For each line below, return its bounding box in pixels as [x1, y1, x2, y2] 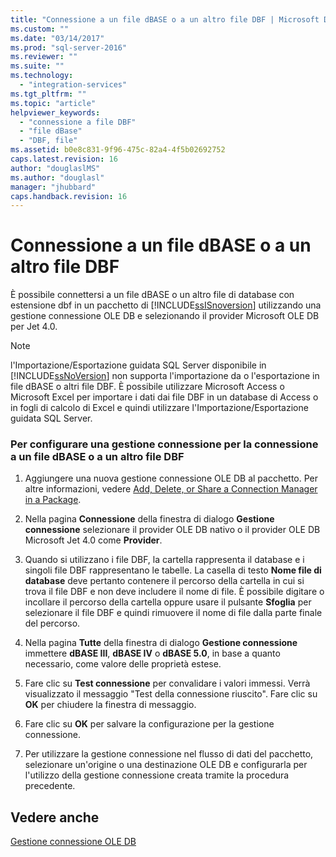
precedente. [24, 780, 76, 792]
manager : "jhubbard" [10, 182, 97, 192]
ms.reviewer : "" [10, 52, 78, 62]
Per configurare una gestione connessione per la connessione [10, 437, 319, 451]
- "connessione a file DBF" [19, 117, 137, 127]
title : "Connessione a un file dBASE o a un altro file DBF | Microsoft [10, 14, 320, 25]
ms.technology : [10, 71, 74, 81]
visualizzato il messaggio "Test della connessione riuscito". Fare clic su [24, 688, 318, 700]
